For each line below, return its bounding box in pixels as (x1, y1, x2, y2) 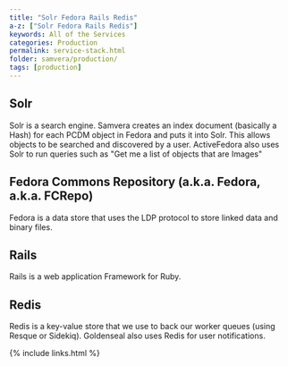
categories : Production (9, 38, 98, 47)
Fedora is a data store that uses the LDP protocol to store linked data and (9, 212, 279, 223)
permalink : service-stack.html (9, 47, 126, 55)
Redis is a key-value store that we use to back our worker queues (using (9, 321, 275, 332)
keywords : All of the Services (9, 30, 126, 38)
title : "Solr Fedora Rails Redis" (9, 13, 139, 22)
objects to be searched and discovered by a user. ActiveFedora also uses (9, 139, 280, 149)
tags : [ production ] (9, 64, 82, 72)
